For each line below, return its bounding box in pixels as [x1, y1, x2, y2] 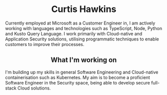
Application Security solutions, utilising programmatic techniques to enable [5, 36, 160, 42]
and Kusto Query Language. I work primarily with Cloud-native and [5, 30, 143, 36]
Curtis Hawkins [51, 3, 117, 15]
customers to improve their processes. [5, 41, 85, 47]
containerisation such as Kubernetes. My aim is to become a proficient [5, 74, 151, 80]
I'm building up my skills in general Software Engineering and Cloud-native [5, 69, 159, 75]
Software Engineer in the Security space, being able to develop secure [5, 79, 151, 85]
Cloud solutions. [17, 85, 51, 91]
